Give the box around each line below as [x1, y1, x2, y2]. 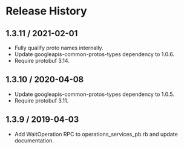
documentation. [14, 137, 54, 144]
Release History [5, 4, 87, 18]
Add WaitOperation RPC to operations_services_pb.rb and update [14, 130, 178, 138]
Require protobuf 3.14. [14, 57, 70, 64]
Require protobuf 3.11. [14, 97, 69, 104]
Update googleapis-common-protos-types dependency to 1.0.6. [14, 51, 175, 58]
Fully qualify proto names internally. [14, 44, 103, 51]
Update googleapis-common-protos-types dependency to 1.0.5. [14, 90, 175, 98]
